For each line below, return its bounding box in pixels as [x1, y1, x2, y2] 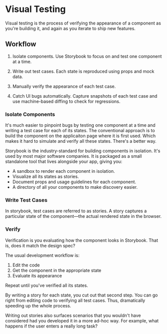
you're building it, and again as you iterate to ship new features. [5, 25, 136, 31]
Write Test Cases [5, 196, 48, 203]
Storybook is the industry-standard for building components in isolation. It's [5, 148, 161, 154]
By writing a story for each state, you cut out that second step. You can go [5, 292, 158, 298]
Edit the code [12, 262, 40, 268]
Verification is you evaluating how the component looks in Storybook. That [5, 237, 159, 243]
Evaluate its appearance [12, 272, 62, 278]
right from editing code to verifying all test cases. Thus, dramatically [5, 297, 146, 303]
